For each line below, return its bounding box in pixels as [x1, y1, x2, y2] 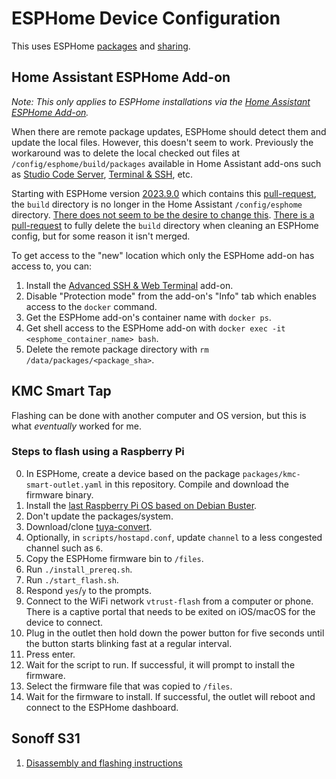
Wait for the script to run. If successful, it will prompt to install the [25, 658, 296, 671]
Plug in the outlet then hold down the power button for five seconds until [25, 627, 325, 639]
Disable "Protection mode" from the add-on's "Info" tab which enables [25, 290, 317, 302]
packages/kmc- [242, 469, 301, 479]
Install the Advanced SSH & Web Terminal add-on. [25, 279, 234, 291]
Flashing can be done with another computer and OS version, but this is [11, 409, 307, 421]
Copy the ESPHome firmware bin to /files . [25, 552, 204, 564]
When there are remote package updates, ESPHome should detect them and [11, 125, 327, 137]
